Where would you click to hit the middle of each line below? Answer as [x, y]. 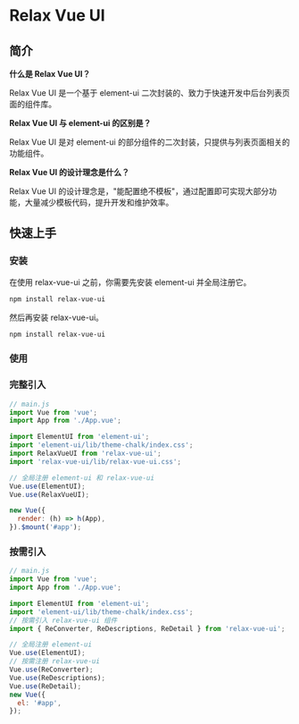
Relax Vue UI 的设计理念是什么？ [70, 172]
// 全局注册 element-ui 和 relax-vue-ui [82, 478]
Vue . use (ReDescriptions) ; [57, 678]
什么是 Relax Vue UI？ [50, 74]
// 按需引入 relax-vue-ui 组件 [63, 620]
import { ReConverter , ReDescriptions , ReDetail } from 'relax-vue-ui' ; [147, 628]
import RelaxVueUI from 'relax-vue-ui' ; [86, 454]
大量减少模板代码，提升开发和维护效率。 [99, 202]
